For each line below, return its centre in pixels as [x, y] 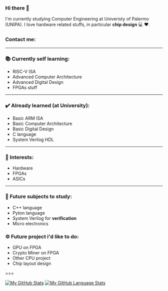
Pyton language [28, 213]
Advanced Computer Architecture [47, 77]
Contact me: [20, 40]
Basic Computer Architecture [42, 124]
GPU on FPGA [27, 247]
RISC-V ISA [24, 71]
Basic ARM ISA [28, 118]
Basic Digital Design [33, 129]
